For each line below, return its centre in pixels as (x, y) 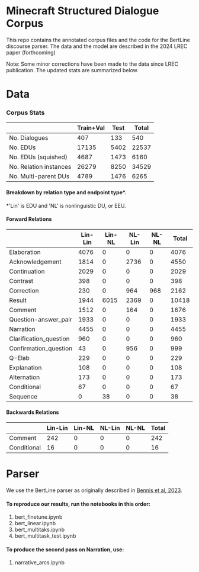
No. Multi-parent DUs (39, 176)
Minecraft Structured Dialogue (83, 11)
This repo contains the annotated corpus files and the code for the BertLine (98, 40)
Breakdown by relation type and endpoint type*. (66, 192)
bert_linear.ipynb (35, 523)
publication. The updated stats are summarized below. (73, 70)
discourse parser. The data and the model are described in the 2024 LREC (97, 46)
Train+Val (91, 128)
